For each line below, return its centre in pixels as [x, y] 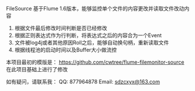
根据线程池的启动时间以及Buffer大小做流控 [66, 50]
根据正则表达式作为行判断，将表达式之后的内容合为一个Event [88, 35]
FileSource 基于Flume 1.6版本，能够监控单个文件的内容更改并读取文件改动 [95, 8]
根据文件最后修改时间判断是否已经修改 [61, 28]
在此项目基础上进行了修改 [37, 69]
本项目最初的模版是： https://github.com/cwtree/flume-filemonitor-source [95, 62]
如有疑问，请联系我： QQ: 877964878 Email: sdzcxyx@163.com [83, 82]
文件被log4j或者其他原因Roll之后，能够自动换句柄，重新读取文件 [92, 43]
